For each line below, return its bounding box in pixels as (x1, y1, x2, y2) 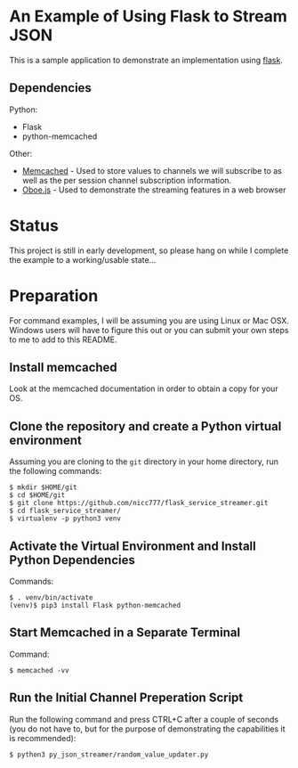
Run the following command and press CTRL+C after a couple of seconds (9, 714, 278, 724)
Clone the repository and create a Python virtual (9, 419, 282, 434)
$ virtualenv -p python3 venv (9, 514, 122, 523)
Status (9, 216, 60, 235)
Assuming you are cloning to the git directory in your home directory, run (9, 456, 278, 467)
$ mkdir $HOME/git (9, 483, 77, 492)
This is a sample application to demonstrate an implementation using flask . (9, 54, 283, 65)
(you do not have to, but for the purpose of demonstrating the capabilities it (9, 723, 286, 734)
